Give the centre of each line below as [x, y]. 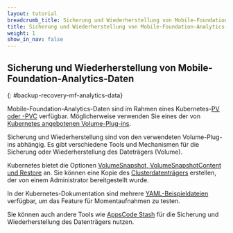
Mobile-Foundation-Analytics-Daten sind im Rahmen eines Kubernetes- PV [113, 109]
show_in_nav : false [35, 40]
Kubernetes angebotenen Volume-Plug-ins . [69, 123]
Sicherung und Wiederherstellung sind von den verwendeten [94, 137]
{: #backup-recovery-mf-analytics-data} [65, 95]
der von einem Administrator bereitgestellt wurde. [78, 180]
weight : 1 [21, 33]
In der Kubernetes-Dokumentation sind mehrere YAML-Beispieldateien [108, 193]
